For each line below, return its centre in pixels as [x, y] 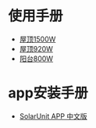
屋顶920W [36, 48]
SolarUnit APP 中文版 [53, 116]
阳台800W [36, 59]
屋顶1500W [37, 39]
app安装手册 [48, 93]
